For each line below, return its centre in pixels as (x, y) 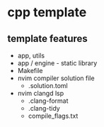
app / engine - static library (57, 63)
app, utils (31, 55)
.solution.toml (48, 85)
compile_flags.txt (53, 116)
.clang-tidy (44, 108)
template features (48, 39)
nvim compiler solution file (56, 78)
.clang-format (48, 101)
